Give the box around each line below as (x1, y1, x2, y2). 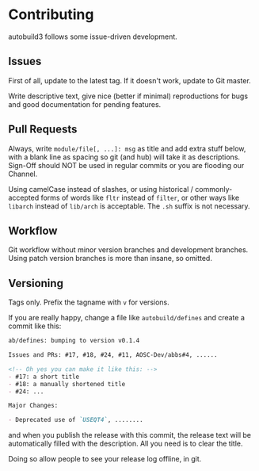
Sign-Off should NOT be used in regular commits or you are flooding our (8, 160, 245, 170)
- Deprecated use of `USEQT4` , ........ (8, 416, 144, 424)
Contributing (8, 6, 94, 24)
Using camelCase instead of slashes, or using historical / (8, 184, 194, 193)
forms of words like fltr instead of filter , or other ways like (40, 193, 240, 202)
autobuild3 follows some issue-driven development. (8, 32, 178, 41)
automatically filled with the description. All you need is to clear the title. (8, 438, 243, 449)
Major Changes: (8, 402, 59, 410)
